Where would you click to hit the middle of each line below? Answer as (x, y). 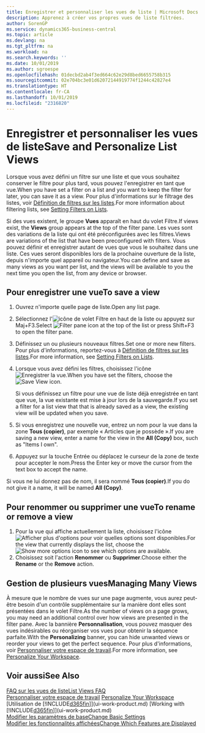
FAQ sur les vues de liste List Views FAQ (56, 691)
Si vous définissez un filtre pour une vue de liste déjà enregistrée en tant (106, 393)
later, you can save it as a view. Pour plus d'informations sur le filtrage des (100, 196)
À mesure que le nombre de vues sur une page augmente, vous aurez (94, 598)
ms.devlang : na (26, 40)
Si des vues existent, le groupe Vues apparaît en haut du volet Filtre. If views (102, 221)
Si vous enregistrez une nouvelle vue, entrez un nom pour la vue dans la (106, 425)
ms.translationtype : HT (37, 86)
